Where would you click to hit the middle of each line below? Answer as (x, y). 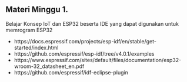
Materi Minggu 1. (37, 10)
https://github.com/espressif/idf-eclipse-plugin (71, 72)
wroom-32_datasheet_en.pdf (49, 66)
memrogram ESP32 (29, 30)
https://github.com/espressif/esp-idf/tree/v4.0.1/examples (84, 54)
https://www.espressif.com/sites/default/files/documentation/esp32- (98, 60)
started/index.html (36, 47)
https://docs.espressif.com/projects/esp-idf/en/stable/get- (85, 41)
